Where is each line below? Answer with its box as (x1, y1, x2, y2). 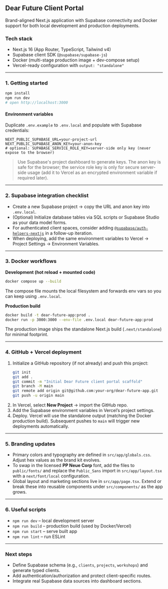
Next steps (5, 550, 32, 557)
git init (12, 369, 31, 374)
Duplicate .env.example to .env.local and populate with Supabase (5, 122, 142, 128)
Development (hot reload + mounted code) (5, 269, 96, 275)
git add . (12, 374, 33, 379)
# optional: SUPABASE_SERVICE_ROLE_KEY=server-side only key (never (5, 146, 151, 151)
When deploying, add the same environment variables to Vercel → (12, 235, 149, 241)
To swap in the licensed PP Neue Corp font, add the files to (12, 462, 135, 468)
